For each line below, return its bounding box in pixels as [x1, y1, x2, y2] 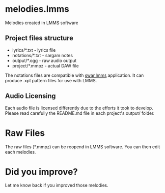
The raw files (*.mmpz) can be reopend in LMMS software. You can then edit [5, 144, 160, 150]
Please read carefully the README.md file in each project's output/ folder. [5, 110, 155, 116]
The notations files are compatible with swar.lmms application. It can [5, 72, 144, 78]
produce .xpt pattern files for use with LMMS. [5, 77, 97, 83]
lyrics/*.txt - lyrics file [12, 47, 56, 53]
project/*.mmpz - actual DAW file [12, 63, 79, 68]
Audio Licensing [5, 92, 56, 100]
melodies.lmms [5, 3, 70, 15]
